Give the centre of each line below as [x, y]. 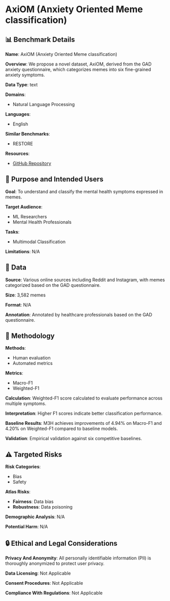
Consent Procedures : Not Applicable [44, 583]
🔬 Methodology [30, 336]
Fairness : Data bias [33, 502]
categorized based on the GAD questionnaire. [53, 285]
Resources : [18, 154]
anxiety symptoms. [25, 75]
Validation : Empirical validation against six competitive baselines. [74, 439]
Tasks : [12, 231]
